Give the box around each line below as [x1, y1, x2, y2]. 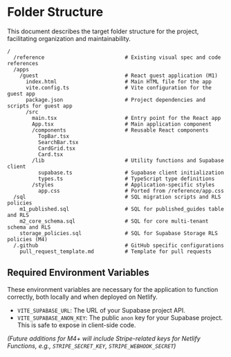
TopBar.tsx [37, 132, 70, 139]
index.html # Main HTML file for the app [25, 78, 212, 85]
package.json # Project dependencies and [25, 96, 206, 103]
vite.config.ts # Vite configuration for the [25, 84, 212, 91]
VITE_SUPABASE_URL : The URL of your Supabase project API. [17, 306, 185, 314]
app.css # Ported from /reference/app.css [37, 187, 225, 194]
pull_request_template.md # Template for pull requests [19, 247, 212, 255]
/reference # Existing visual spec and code [13, 53, 221, 61]
